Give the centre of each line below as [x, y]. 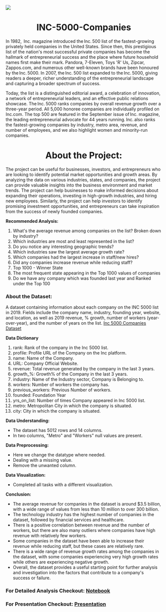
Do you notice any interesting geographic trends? [63, 247]
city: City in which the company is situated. [57, 411]
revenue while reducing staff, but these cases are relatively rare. [78, 546]
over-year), [17, 323]
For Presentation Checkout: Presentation [56, 604]
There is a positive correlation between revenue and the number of [81, 525]
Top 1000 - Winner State [38, 267]
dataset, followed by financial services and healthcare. [69, 520]
